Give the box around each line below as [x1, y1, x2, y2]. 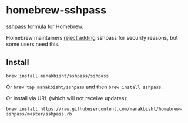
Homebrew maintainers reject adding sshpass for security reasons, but [6, 34, 178, 41]
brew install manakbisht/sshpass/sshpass [6, 73, 109, 79]
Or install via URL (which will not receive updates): [6, 94, 128, 101]
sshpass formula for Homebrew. [6, 23, 84, 30]
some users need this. [6, 40, 60, 47]
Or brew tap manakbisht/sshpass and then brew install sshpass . [6, 83, 163, 90]
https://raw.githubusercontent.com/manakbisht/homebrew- [40, 106, 183, 112]
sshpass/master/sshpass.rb [6, 111, 72, 117]
